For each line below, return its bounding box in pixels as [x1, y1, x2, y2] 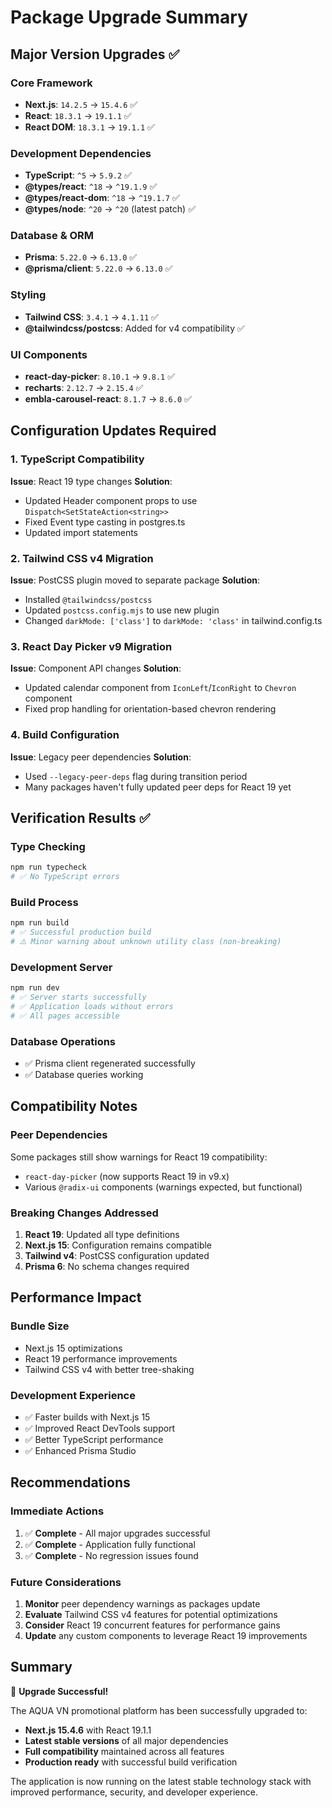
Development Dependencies [10, 146, 152, 160]
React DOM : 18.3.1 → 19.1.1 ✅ [24, 121, 155, 133]
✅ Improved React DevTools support [24, 1422, 176, 1435]
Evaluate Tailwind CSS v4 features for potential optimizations [24, 1609, 278, 1621]
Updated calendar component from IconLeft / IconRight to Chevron [24, 682, 297, 694]
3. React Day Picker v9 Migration [10, 639, 173, 653]
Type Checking [10, 839, 86, 853]
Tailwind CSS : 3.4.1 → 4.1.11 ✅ [24, 311, 159, 323]
